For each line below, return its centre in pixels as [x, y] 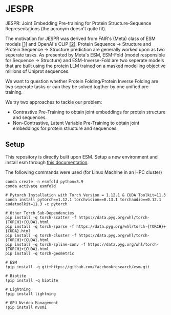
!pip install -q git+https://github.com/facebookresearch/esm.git [78, 267]
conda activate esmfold [31, 186]
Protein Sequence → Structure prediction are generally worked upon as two [85, 49]
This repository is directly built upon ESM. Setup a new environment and [81, 156]
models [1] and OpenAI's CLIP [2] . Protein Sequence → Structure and [78, 44]
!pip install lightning [31, 294]
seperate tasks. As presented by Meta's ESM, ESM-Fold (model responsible [85, 55]
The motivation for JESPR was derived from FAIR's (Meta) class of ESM [81, 38]
